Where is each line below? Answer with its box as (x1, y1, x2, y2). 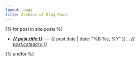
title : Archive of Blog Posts (5, 12, 69, 17)
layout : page (5, 7, 33, 13)
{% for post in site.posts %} (5, 26, 63, 32)
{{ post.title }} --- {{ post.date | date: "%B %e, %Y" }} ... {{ (12, 36, 135, 42)
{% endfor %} (5, 51, 34, 57)
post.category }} (12, 41, 48, 47)
